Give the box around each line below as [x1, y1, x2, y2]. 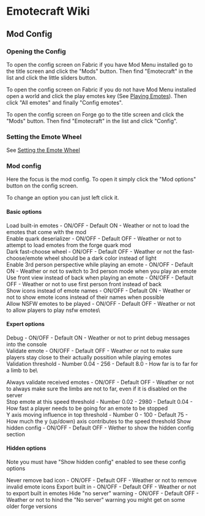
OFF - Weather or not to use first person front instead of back [6, 280, 162, 287]
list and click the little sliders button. [6, 74, 97, 81]
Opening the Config [6, 47, 66, 56]
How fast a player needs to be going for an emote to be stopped [6, 404, 168, 412]
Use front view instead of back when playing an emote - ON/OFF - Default [6, 274, 194, 281]
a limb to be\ [6, 366, 38, 374]
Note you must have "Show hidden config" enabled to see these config [6, 458, 186, 466]
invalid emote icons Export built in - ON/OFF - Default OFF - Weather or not [6, 483, 196, 491]
